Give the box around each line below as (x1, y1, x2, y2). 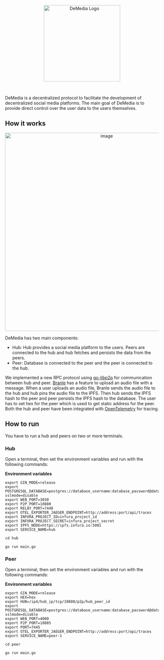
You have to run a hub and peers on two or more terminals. (5, 433, 123, 439)
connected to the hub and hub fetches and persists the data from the (12, 350, 151, 355)
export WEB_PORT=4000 (5, 617, 49, 621)
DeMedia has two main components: (5, 335, 79, 341)
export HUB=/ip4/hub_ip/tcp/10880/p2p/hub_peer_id (5, 599, 110, 604)
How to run (5, 420, 40, 428)
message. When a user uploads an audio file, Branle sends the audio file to (5, 385, 156, 391)
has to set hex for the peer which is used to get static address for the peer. (5, 400, 155, 406)
